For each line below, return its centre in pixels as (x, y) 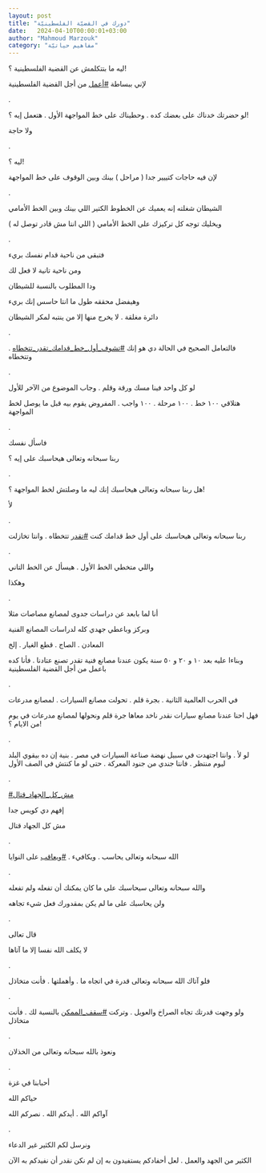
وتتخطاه (20, 357)
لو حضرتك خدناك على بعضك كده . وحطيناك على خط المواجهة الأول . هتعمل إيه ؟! (129, 115)
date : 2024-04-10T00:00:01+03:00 (68, 30)
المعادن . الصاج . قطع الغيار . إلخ (56, 645)
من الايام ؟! (25, 724)
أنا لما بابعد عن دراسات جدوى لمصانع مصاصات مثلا (83, 613)
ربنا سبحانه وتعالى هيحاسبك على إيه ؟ (64, 459)
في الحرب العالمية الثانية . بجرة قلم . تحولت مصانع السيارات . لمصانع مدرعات (123, 700)
